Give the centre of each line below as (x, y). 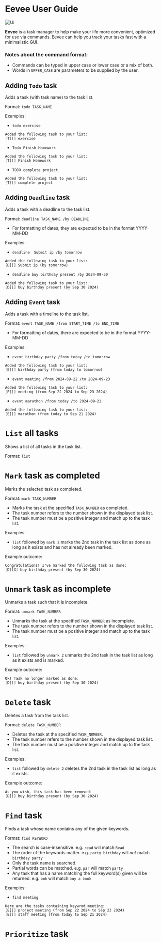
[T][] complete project (29, 183)
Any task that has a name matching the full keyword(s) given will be (80, 873)
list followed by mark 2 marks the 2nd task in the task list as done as (81, 542)
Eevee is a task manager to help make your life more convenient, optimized (80, 32)
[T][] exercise (20, 139)
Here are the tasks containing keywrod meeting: (55, 906)
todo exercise (26, 126)
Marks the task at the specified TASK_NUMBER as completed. (70, 508)
